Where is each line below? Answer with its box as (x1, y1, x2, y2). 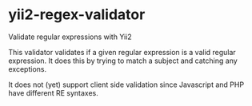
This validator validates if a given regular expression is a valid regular (8, 47, 236, 57)
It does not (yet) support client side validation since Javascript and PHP (8, 80, 245, 89)
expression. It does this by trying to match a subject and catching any (8, 56, 238, 65)
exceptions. (8, 64, 46, 73)
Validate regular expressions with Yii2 (8, 32, 132, 41)
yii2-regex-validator (8, 6, 146, 24)
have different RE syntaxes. (8, 88, 98, 97)
